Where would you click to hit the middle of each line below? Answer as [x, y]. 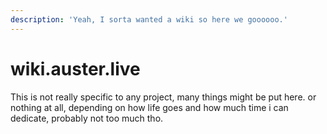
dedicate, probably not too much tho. [87, 118]
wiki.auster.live [75, 68]
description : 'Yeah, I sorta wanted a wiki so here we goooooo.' [149, 19]
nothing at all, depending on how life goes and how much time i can [149, 107]
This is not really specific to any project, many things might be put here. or [163, 97]
